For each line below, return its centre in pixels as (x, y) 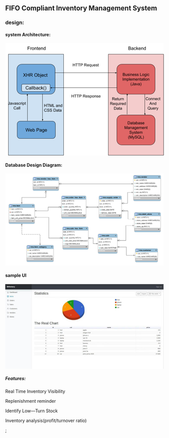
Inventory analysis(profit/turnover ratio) (46, 420)
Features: (16, 379)
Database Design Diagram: (34, 165)
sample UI (16, 276)
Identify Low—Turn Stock (31, 411)
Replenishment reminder (31, 401)
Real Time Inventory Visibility (35, 391)
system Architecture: (28, 34)
